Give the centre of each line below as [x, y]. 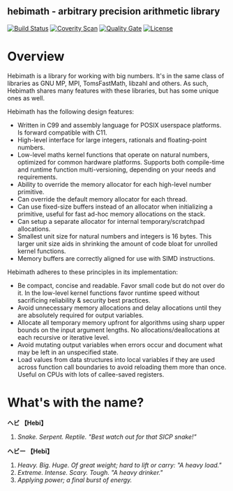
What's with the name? [76, 402]
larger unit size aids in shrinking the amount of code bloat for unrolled [118, 243]
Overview [36, 56]
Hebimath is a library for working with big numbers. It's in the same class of [116, 75]
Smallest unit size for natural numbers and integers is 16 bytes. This [114, 236]
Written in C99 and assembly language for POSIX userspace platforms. [119, 125]
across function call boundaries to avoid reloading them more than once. [122, 367]
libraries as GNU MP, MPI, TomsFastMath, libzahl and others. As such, [108, 83]
